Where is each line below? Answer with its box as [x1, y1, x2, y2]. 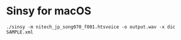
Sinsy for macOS [6, 4, 92, 18]
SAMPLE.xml [6, 29, 34, 35]
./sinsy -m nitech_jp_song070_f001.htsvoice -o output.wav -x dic [6, 24, 176, 30]
